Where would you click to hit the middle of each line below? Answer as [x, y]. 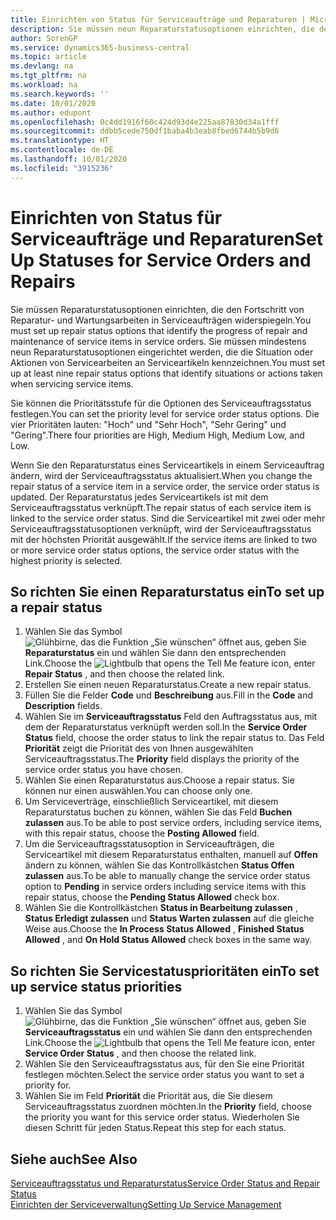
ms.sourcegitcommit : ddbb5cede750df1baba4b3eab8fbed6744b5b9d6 [145, 131]
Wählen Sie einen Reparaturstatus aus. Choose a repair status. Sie [159, 780]
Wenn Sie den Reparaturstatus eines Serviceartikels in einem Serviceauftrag [167, 465]
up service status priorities [96, 986]
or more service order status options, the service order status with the [155, 550]
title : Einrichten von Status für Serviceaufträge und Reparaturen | [158, 19]
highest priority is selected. [66, 560]
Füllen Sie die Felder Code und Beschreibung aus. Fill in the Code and [169, 695]
